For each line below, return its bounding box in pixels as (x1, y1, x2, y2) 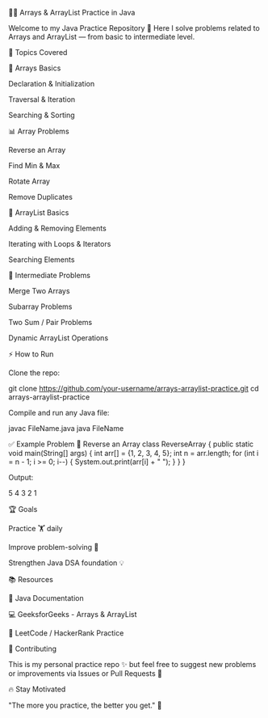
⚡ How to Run (8, 349, 54, 359)
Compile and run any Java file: (8, 408, 110, 417)
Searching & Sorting (8, 110, 75, 120)
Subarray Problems (8, 302, 73, 311)
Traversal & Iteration (8, 95, 76, 104)
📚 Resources (8, 575, 54, 584)
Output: (8, 473, 34, 482)
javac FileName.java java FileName (8, 424, 124, 433)
